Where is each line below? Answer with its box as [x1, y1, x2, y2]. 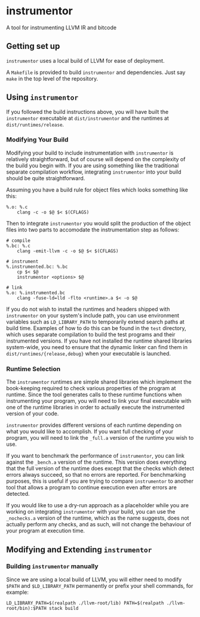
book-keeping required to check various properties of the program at [6, 385, 176, 392]
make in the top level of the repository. [6, 75, 99, 82]
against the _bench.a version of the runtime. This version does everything [6, 458, 187, 466]
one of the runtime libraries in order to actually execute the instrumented [6, 404, 185, 411]
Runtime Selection [6, 365, 61, 373]
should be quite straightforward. [6, 174, 85, 181]
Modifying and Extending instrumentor [6, 544, 152, 554]
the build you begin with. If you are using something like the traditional [6, 162, 179, 169]
